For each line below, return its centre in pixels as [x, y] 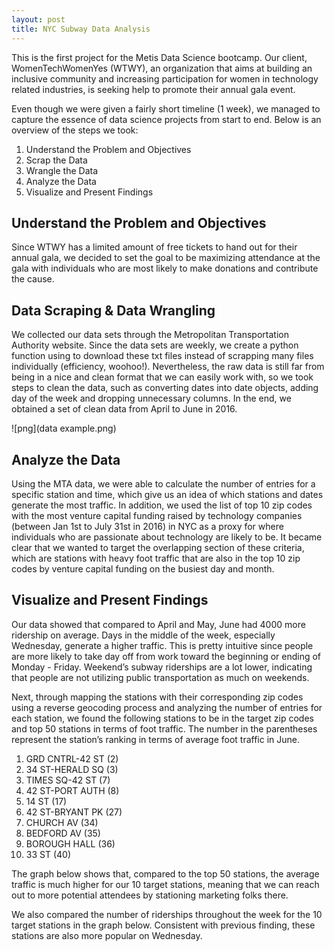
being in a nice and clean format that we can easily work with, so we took [162, 377]
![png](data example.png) [64, 428]
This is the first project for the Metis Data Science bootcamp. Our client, [159, 57]
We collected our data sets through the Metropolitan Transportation [150, 335]
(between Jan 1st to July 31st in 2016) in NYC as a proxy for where [147, 526]
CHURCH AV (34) [62, 822]
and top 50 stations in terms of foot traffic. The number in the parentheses [164, 728]
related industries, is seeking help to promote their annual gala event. [153, 89]
